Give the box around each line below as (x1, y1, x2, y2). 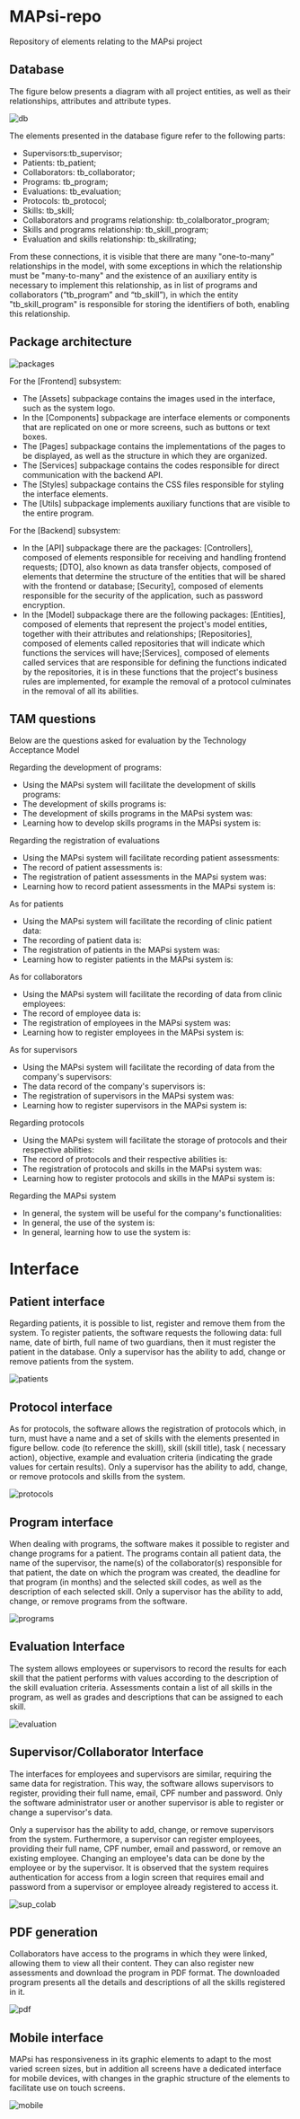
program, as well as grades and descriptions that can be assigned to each (9, 1691, 284, 1702)
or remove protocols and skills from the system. (9, 1471, 186, 1482)
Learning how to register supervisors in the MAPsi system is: (22, 1100, 248, 1111)
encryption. (22, 599, 66, 610)
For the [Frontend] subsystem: (9, 375, 122, 386)
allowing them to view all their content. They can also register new (9, 1958, 254, 1969)
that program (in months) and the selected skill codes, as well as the (9, 1576, 262, 1587)
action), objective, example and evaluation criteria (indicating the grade (9, 1452, 273, 1463)
